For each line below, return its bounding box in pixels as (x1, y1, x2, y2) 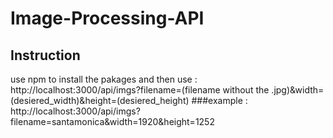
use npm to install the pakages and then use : (10, 73, 198, 85)
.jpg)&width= (271, 84, 325, 96)
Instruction (10, 47, 81, 64)
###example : (191, 95, 248, 106)
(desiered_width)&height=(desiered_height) (10, 95, 190, 106)
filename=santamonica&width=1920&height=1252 (10, 116, 215, 127)
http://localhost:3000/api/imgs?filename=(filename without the (10, 84, 270, 96)
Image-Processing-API (10, 7, 205, 30)
